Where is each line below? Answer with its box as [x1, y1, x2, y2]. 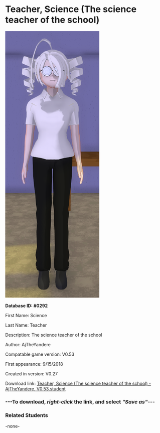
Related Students [5, 411, 49, 418]
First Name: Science [5, 312, 47, 318]
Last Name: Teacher [5, 322, 47, 328]
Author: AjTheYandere [5, 341, 51, 347]
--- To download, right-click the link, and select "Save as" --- [5, 398, 155, 405]
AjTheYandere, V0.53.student [5, 385, 66, 392]
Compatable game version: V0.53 [5, 351, 75, 357]
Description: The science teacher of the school [5, 332, 102, 338]
